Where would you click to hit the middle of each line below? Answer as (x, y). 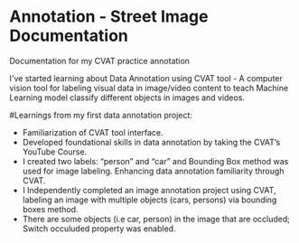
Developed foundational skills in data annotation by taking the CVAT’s (151, 142)
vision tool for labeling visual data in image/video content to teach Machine (149, 88)
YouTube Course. (55, 152)
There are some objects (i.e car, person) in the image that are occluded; (156, 219)
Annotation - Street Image (109, 17)
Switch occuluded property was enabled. (99, 229)
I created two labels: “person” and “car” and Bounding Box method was (155, 161)
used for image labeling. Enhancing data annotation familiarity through (153, 171)
